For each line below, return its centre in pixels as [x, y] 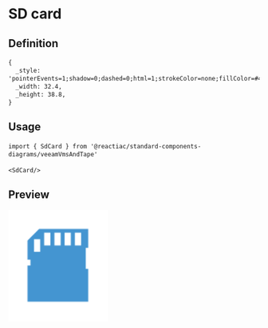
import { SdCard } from [48, 146]
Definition [33, 43]
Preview [29, 195]
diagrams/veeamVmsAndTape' [53, 154]
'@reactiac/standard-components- [146, 146]
